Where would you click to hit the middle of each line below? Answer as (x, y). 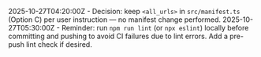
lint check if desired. (59, 45)
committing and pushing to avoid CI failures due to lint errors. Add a (118, 36)
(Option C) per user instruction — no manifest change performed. (115, 20)
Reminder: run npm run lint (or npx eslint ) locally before (155, 28)
